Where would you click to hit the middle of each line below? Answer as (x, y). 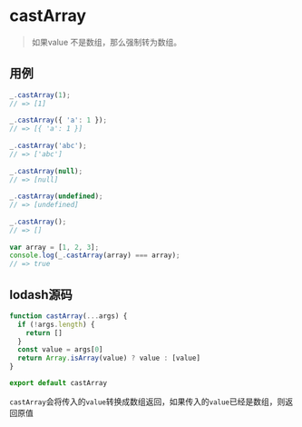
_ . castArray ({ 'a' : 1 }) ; (58, 120)
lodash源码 (41, 295)
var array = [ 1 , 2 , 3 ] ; (54, 247)
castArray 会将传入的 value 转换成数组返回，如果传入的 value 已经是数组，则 (147, 402)
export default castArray (58, 383)
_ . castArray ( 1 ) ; (40, 95)
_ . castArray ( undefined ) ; (56, 196)
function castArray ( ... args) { (68, 316)
